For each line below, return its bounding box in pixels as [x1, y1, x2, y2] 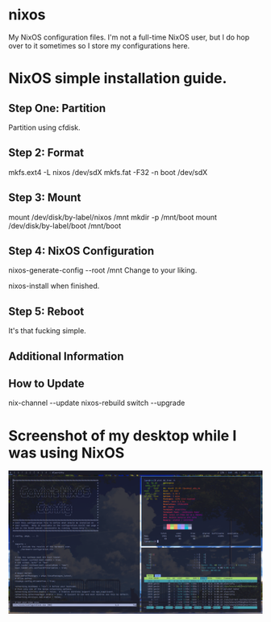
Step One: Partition [8, 101, 106, 115]
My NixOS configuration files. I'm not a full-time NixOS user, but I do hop [8, 32, 250, 42]
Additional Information [8, 349, 124, 363]
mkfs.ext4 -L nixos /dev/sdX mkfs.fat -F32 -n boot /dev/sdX [8, 167, 208, 177]
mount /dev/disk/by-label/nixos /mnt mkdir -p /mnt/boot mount [8, 212, 218, 222]
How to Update [8, 377, 85, 390]
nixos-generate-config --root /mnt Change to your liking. [8, 265, 198, 275]
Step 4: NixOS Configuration [8, 244, 155, 257]
